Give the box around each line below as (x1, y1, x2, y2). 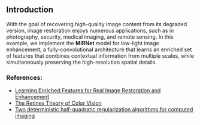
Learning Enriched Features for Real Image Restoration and (14, 87, 161, 94)
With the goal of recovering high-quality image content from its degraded (6, 20, 187, 27)
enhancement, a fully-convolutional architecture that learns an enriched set (6, 46, 192, 53)
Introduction (6, 5, 54, 15)
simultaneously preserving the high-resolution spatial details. (6, 58, 157, 65)
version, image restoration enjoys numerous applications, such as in (6, 27, 174, 34)
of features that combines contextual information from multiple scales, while (6, 52, 195, 59)
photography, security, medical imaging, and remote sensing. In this (6, 33, 174, 40)
